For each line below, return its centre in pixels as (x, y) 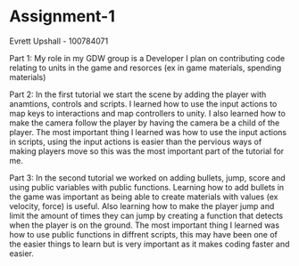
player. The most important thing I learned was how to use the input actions (148, 132)
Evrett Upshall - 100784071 (59, 41)
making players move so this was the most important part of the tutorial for (147, 151)
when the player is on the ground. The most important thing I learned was (144, 225)
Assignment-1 (62, 16)
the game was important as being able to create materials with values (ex (144, 197)
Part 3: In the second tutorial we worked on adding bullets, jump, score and (147, 177)
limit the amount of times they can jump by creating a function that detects (146, 215)
